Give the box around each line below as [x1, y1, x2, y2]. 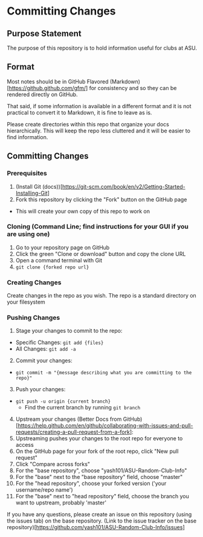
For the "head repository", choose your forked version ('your [15, 480, 167, 487]
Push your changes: [15, 386, 66, 393]
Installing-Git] [15, 189, 50, 197]
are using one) [7, 230, 50, 238]
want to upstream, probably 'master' [15, 499, 107, 506]
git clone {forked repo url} [15, 264, 89, 270]
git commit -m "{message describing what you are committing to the [15, 370, 192, 376]
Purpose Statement [7, 28, 82, 39]
